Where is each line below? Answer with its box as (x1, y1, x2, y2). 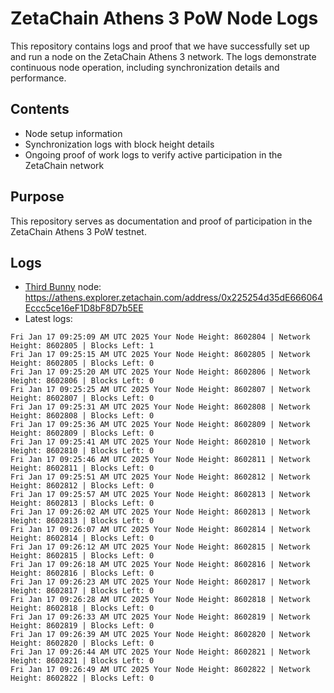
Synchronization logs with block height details (24, 138, 215, 150)
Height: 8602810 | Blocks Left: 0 (10, 446, 155, 456)
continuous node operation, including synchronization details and (10, 61, 280, 73)
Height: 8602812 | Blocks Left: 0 (10, 481, 155, 491)
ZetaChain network (24, 159, 105, 171)
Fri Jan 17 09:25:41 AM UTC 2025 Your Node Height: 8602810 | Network (10, 437, 311, 447)
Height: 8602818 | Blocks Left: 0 (10, 603, 155, 614)
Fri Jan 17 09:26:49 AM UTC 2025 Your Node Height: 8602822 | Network (10, 665, 311, 675)
